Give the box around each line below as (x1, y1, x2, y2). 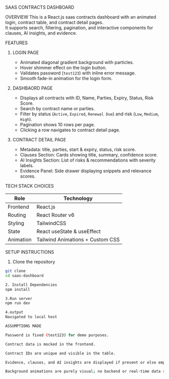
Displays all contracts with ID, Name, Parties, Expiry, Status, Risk (20, 95, 154, 101)
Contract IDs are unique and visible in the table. (5, 351, 116, 356)
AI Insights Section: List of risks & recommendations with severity (20, 157, 156, 163)
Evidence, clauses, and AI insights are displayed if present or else (5, 360, 156, 365)
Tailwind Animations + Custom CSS (36, 236, 120, 243)
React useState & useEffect (36, 228, 101, 235)
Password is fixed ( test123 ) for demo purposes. (5, 332, 109, 338)
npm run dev (5, 300, 30, 306)
